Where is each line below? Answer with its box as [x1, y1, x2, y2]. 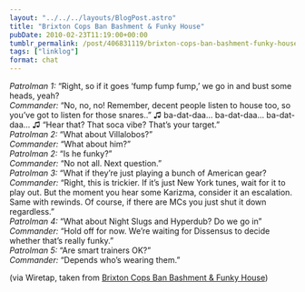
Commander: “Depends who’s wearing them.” [9, 255, 181, 265]
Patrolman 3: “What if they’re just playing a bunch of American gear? [9, 167, 267, 178]
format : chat [9, 55, 59, 65]
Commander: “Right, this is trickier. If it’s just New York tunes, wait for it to [9, 177, 286, 187]
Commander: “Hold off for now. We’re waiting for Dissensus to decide [9, 226, 271, 237]
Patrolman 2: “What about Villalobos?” [9, 129, 152, 139]
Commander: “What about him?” [9, 138, 132, 149]
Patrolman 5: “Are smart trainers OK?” [9, 245, 152, 256]
